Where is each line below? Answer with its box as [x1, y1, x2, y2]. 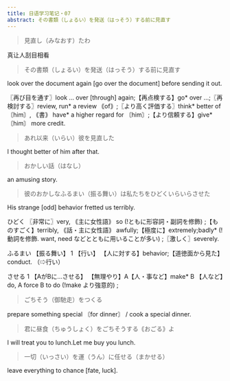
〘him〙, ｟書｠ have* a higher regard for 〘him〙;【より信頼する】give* [7, 111, 213, 119]
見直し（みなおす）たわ [23, 36, 91, 45]
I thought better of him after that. [7, 147, 100, 155]
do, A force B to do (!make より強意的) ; [7, 281, 119, 289]
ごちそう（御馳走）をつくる [23, 295, 103, 303]
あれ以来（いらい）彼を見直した [23, 133, 115, 141]
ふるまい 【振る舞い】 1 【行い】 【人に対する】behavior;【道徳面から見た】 [7, 249, 224, 257]
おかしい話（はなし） [23, 161, 84, 170]
